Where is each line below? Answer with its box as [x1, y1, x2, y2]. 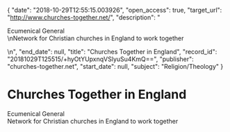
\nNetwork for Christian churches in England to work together [7, 34, 184, 42]
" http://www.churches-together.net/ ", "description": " [7, 13, 161, 22]
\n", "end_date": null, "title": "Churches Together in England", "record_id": [7, 48, 217, 56]
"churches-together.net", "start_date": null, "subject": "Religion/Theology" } [7, 63, 224, 70]
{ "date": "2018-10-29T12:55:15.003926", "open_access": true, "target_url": [7, 6, 222, 14]
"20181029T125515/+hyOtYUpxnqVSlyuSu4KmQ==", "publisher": [7, 55, 195, 63]
